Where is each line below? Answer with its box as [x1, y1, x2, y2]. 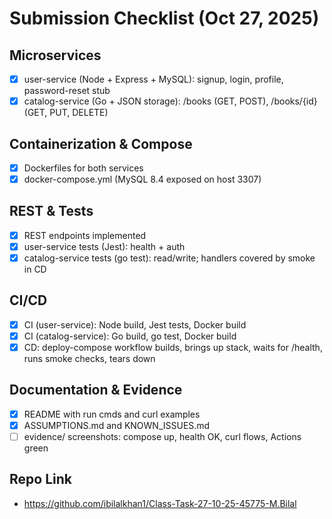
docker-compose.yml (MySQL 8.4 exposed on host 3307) [23, 173, 262, 185]
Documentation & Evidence [9, 382, 183, 399]
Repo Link [9, 471, 72, 488]
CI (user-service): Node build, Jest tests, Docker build [23, 318, 247, 331]
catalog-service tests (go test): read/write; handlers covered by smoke [23, 252, 316, 264]
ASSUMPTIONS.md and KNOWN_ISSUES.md [23, 419, 211, 431]
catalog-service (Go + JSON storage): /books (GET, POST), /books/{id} [23, 95, 318, 107]
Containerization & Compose [9, 135, 193, 152]
